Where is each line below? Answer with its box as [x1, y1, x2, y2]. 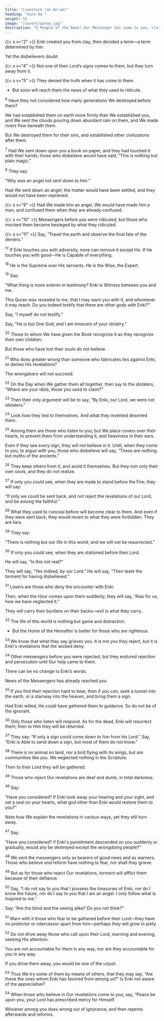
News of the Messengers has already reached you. [5, 678, 108, 684]
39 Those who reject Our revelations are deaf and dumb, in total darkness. [5, 773, 154, 780]
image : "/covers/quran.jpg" [5, 21, 62, 26]
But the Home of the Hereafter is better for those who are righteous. [12, 628, 149, 634]
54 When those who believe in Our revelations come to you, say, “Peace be [5, 991, 156, 997]
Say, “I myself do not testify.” [5, 311, 63, 317]
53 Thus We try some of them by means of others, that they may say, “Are [5, 970, 153, 977]
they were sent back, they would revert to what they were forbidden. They [5, 514, 154, 520]
